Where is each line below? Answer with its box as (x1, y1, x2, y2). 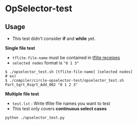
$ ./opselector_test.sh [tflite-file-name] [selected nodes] (5, 69, 133, 74)
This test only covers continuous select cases (12, 106, 107, 111)
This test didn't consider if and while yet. (12, 35, 96, 41)
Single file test (5, 45, 35, 51)
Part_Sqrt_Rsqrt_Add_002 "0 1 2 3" (5, 82, 78, 87)
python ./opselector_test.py (5, 115, 65, 120)
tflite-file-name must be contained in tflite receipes (12, 55, 120, 61)
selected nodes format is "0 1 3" (12, 60, 80, 65)
